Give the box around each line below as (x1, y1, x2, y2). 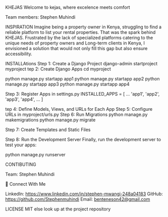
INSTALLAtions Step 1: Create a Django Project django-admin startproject (5, 61, 158, 66)
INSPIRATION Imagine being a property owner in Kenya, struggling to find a (5, 24, 162, 30)
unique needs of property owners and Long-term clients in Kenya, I (5, 40, 145, 46)
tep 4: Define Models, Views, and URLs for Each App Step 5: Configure (5, 106, 153, 112)
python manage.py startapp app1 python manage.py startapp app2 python (5, 76, 160, 81)
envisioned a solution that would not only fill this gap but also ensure (5, 46, 148, 51)
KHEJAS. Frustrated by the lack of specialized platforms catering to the (5, 35, 153, 40)
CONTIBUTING (5, 161, 36, 167)
